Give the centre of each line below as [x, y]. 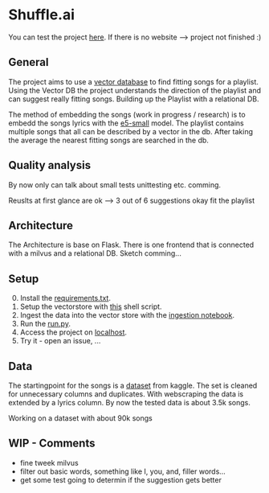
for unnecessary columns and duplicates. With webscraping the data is [126, 394]
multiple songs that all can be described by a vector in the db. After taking [130, 131]
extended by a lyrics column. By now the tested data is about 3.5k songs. [130, 403]
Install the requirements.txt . [65, 298]
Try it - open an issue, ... [60, 341]
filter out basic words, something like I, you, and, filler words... [123, 471]
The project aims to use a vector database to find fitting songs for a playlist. [134, 81]
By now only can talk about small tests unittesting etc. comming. [115, 185]
